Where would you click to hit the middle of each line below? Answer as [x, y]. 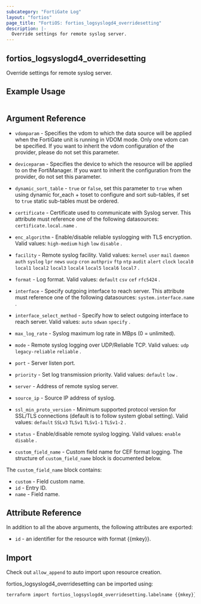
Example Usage [36, 91]
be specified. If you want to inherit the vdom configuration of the [95, 146]
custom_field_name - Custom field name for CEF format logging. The [99, 452]
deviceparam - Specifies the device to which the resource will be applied [103, 164]
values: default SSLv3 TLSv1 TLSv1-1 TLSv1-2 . [71, 422]
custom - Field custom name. [50, 481]
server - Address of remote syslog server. [66, 386]
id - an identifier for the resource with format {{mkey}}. [83, 539]
